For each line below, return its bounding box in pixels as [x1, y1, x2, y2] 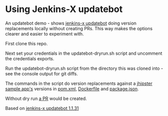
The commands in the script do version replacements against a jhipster [5, 80, 152, 86]
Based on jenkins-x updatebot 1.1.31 [5, 105, 79, 111]
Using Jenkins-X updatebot [5, 4, 123, 15]
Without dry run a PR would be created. [5, 95, 87, 101]
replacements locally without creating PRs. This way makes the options [5, 25, 153, 31]
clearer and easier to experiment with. [5, 31, 84, 37]
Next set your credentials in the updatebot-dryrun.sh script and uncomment [5, 50, 162, 56]
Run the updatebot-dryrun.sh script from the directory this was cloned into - [5, 65, 163, 71]
